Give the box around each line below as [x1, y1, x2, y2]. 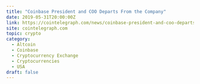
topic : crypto [6, 31, 42, 37]
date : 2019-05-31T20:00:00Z [6, 14, 76, 20]
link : [6, 20, 20, 25]
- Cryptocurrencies [11, 58, 60, 64]
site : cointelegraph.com [6, 25, 68, 31]
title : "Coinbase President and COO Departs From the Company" [6, 8, 167, 15]
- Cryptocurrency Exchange [11, 53, 79, 59]
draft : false [6, 69, 39, 75]
